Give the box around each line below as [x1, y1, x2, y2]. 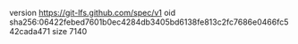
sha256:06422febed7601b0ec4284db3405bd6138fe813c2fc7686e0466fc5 [9, 17, 289, 27]
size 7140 [52, 26, 88, 36]
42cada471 [9, 26, 51, 36]
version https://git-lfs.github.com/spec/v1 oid [9, 8, 176, 18]
